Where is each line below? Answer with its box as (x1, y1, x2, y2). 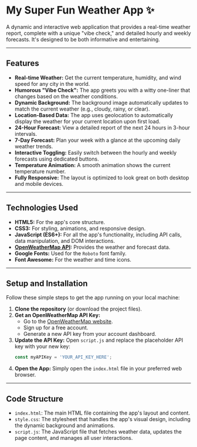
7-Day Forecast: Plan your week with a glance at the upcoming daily (14, 136, 181, 144)
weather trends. (14, 142, 53, 150)
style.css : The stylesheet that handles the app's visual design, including (14, 416, 191, 423)
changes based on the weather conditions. (14, 92, 118, 100)
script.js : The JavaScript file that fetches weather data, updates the (14, 428, 182, 435)
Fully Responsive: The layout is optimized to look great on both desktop (14, 174, 189, 181)
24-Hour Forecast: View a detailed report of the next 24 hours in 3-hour (14, 124, 191, 131)
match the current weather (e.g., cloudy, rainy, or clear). (14, 105, 150, 112)
